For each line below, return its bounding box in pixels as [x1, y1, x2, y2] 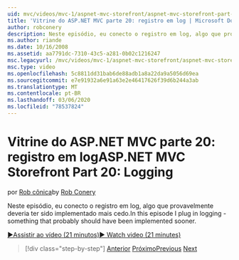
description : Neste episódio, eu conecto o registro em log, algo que [7, 30, 221, 38]
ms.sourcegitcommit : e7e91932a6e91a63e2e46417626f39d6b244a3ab [7, 76, 199, 84]
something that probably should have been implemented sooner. [7, 217, 197, 225]
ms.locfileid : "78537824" [7, 103, 84, 110]
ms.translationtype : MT [7, 83, 78, 90]
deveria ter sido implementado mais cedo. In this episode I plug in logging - [7, 209, 226, 217]
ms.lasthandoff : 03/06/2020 [7, 97, 91, 104]
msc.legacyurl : [7, 57, 53, 64]
